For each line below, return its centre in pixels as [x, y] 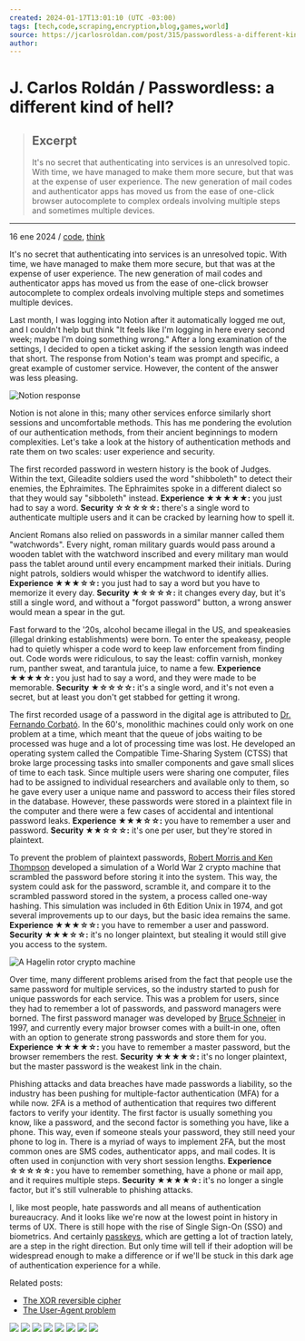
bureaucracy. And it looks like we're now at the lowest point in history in [144, 1218]
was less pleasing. [44, 378]
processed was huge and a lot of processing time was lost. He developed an [152, 744]
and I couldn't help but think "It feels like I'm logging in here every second [148, 330]
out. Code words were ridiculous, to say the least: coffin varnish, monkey [146, 659]
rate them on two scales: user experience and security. [113, 452]
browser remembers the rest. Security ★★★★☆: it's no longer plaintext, [148, 1057]
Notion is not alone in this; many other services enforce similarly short [140, 413]
